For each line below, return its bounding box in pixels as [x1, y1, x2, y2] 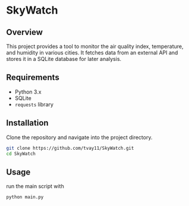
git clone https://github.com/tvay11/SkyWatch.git [6, 145, 134, 151]
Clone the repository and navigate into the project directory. [6, 134, 153, 141]
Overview [6, 27, 43, 37]
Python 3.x [14, 88, 42, 95]
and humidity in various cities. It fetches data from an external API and [6, 49, 178, 56]
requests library [14, 101, 53, 108]
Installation [6, 118, 49, 128]
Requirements [6, 72, 59, 83]
